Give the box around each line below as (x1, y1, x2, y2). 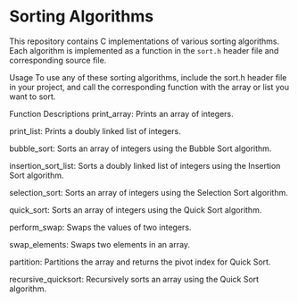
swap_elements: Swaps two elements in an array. (9, 239, 190, 249)
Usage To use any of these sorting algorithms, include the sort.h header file (9, 72, 287, 82)
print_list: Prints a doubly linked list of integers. (9, 125, 181, 136)
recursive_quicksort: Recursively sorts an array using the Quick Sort (9, 274, 260, 284)
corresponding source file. (9, 55, 107, 65)
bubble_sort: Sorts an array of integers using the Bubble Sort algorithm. (9, 143, 272, 154)
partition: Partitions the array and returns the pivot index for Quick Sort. (9, 257, 271, 267)
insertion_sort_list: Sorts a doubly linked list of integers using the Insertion (9, 160, 281, 171)
